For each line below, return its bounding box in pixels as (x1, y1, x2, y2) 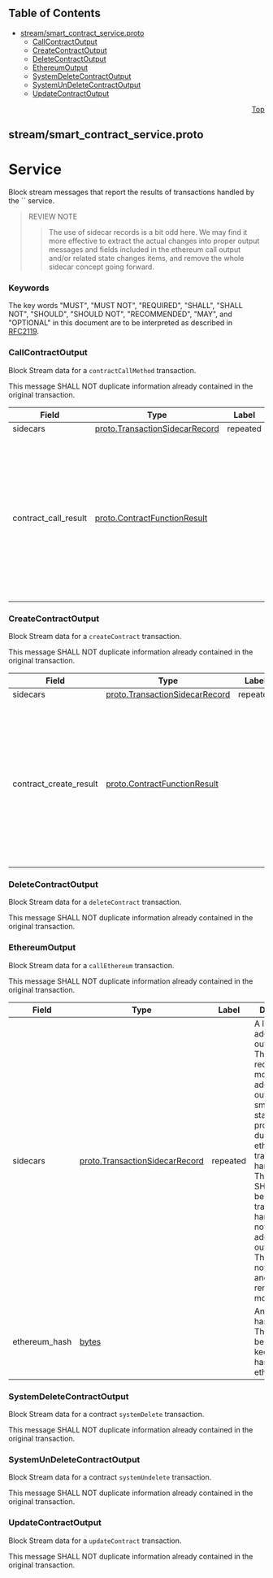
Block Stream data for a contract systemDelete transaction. (8, 1409, 205, 1419)
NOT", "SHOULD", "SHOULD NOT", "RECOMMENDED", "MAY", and (8, 309, 233, 320)
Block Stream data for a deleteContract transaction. (8, 898, 182, 907)
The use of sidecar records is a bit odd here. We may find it (48, 228, 248, 237)
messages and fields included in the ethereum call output (48, 245, 241, 254)
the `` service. (8, 196, 55, 206)
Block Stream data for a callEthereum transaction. (8, 960, 175, 970)
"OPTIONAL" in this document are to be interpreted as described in (8, 318, 233, 328)
